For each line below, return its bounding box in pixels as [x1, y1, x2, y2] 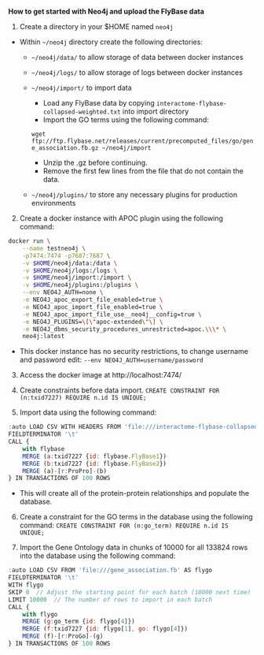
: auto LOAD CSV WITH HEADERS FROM [8, 423, 122, 431]
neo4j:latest [22, 333, 65, 341]
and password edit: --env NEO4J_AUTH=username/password [19, 355, 204, 365]
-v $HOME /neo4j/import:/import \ [22, 274, 132, 282]
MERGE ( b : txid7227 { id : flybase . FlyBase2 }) [22, 460, 167, 467]
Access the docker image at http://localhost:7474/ [19, 370, 182, 380]
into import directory [122, 106, 189, 116]
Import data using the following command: [19, 408, 157, 417]
